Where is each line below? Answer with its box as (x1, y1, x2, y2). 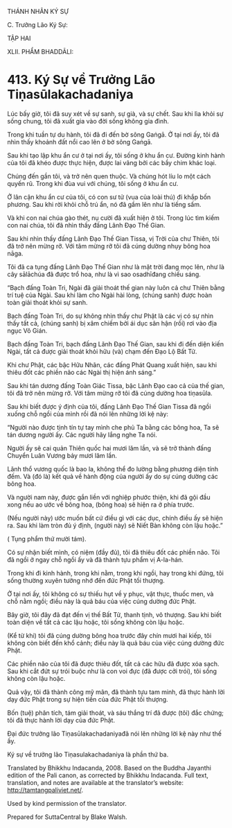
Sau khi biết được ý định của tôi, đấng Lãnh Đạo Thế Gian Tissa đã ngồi (7, 402, 211, 410)
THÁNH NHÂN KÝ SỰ (7, 8, 69, 15)
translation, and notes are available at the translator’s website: (7, 778, 184, 786)
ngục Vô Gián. (7, 326, 48, 335)
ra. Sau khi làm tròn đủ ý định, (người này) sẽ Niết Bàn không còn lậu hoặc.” (7, 521, 223, 530)
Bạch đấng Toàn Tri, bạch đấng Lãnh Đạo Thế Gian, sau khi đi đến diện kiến (7, 339, 224, 348)
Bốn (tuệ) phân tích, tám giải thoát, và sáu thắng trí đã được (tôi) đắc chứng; (7, 709, 224, 717)
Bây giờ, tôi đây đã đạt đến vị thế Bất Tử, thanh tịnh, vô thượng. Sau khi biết (7, 610, 222, 618)
